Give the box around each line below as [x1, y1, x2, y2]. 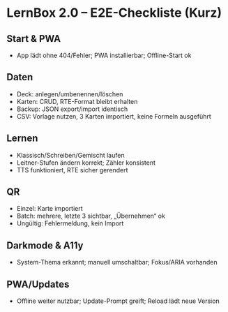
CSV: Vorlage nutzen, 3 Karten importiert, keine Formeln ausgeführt [16, 112, 212, 120]
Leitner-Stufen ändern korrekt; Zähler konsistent [16, 158, 156, 167]
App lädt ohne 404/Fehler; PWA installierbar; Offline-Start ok [16, 51, 192, 59]
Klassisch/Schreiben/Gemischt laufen [16, 151, 125, 159]
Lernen [6, 133, 38, 144]
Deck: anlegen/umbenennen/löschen [16, 89, 123, 98]
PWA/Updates [6, 278, 70, 290]
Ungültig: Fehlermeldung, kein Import [16, 219, 124, 228]
